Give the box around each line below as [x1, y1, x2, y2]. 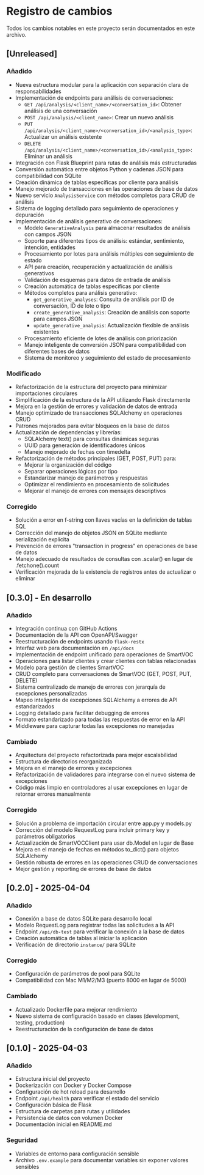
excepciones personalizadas [15, 689, 87, 697]
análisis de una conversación [24, 107, 97, 114]
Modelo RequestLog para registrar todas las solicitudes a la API [15, 922, 175, 929]
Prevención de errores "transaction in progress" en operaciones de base [15, 543, 198, 550]
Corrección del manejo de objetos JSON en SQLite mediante [15, 529, 167, 536]
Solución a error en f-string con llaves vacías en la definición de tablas [15, 516, 192, 524]
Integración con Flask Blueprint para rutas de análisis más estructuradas [15, 159, 197, 166]
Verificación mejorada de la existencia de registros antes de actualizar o [15, 568, 197, 576]
